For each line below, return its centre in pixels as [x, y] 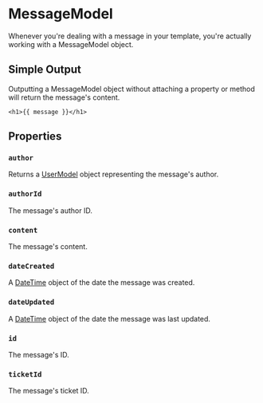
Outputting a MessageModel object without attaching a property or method [131, 89]
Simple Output [45, 70]
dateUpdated [31, 302]
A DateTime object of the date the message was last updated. [110, 318]
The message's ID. [39, 354]
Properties [35, 136]
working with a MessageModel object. [71, 44]
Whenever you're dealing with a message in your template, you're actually [130, 36]
